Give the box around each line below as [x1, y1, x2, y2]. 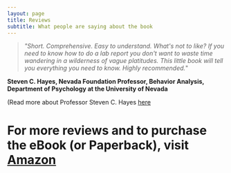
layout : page [7, 10, 45, 17]
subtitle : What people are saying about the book [7, 23, 154, 30]
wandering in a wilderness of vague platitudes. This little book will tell [24, 57, 223, 65]
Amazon [7, 152, 57, 167]
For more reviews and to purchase [7, 122, 207, 138]
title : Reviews [7, 17, 51, 24]
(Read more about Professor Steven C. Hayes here [7, 98, 151, 107]
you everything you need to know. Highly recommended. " [24, 64, 189, 73]
